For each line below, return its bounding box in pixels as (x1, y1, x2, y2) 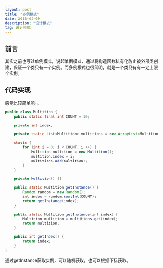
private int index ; (14, 123, 53, 128)
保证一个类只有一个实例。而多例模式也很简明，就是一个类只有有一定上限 (13, 64, 158, 70)
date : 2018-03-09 (5, 16, 40, 21)
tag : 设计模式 (5, 25, 31, 30)
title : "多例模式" (5, 12, 40, 17)
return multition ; (22, 221, 60, 226)
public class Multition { (5, 109, 57, 114)
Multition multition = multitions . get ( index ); (22, 216, 118, 221)
